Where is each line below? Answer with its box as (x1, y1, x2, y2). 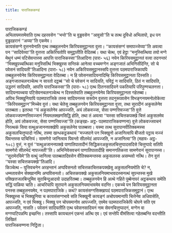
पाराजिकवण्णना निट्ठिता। (5, 222, 45, 228)
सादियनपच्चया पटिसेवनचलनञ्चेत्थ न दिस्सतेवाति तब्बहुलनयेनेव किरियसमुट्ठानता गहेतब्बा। (5, 89, 147, 95)
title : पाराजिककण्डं (5, 7, 40, 13)
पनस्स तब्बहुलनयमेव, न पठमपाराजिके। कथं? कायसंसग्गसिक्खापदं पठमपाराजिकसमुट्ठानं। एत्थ (5, 187, 154, 194)
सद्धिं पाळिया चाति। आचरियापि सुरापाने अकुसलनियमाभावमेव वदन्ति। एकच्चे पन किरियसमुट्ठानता (5, 181, 158, 187)
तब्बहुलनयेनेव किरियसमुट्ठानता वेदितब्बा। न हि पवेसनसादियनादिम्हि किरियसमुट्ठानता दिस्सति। (5, 72, 152, 78)
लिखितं (5, 216, 17, 222)
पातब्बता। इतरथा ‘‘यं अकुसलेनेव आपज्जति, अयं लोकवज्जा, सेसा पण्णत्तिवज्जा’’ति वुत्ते (5, 107, 142, 113)
